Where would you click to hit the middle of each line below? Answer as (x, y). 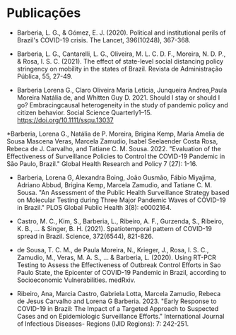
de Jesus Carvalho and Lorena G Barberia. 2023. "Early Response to (117, 301)
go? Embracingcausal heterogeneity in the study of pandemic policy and (122, 105)
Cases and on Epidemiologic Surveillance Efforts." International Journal (120, 316)
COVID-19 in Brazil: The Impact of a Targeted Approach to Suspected (118, 308)
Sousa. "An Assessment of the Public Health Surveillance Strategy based (123, 192)
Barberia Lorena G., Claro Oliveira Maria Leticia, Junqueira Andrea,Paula (122, 90)
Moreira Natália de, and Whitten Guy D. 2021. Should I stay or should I (118, 98)
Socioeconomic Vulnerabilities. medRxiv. (76, 280)
